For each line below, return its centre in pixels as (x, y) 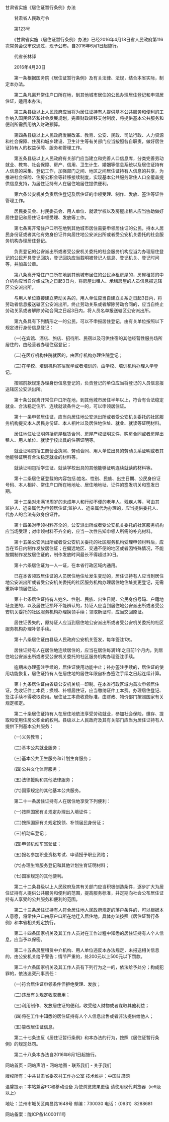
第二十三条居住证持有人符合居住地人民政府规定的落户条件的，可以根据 (87, 910)
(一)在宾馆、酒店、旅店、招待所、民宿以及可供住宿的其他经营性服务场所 (88, 338)
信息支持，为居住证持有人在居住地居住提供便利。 (60, 183)
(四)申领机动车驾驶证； (38, 844)
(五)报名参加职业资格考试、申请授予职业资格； (62, 855)
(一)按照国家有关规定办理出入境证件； (53, 812)
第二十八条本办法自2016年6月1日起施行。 (57, 1055)
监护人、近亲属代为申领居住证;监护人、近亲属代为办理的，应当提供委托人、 (83, 508)
